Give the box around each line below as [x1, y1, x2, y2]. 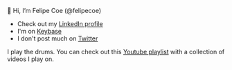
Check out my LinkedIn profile [17, 20, 103, 27]
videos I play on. [7, 55, 54, 63]
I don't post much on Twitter [17, 34, 98, 43]
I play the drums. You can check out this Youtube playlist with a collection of [7, 48, 225, 56]
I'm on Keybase [17, 27, 62, 35]
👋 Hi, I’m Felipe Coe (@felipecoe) [7, 7, 102, 14]
